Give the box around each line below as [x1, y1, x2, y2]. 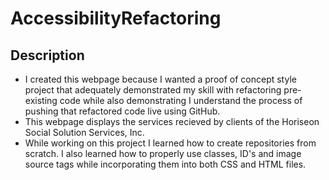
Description [10, 47, 85, 64]
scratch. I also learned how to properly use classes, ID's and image [24, 148, 302, 159]
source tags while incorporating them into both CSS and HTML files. [24, 158, 307, 170]
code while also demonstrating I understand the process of [59, 95, 303, 106]
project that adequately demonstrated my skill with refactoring [24, 84, 282, 96]
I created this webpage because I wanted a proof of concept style [24, 73, 297, 85]
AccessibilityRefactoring [10, 7, 222, 30]
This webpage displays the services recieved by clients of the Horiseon [24, 116, 320, 127]
